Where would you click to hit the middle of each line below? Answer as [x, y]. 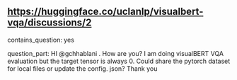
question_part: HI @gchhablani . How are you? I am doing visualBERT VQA [116, 53]
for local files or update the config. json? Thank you [82, 68]
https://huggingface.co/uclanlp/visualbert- [105, 12]
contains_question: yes [41, 40]
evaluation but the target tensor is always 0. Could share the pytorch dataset [119, 61]
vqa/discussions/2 [50, 23]
